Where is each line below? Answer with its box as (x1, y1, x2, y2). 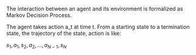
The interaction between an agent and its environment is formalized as (6, 5, 184, 12)
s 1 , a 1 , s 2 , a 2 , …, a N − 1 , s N (6, 42, 67, 50)
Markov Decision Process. (6, 11, 72, 19)
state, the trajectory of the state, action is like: (6, 30, 122, 37)
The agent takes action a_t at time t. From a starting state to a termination (6, 24, 190, 30)
